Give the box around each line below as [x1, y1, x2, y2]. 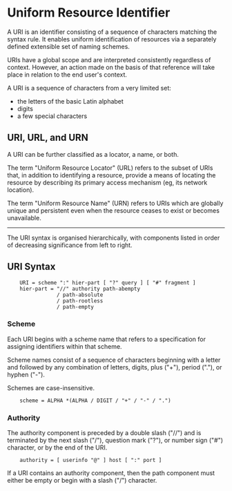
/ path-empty [56, 303, 95, 310]
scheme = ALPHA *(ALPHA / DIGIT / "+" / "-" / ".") [19, 397, 171, 404]
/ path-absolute [56, 291, 104, 298]
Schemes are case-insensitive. [7, 383, 95, 392]
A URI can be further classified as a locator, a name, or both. [7, 150, 180, 158]
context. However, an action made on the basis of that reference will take [7, 63, 215, 71]
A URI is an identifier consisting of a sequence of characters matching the [7, 28, 217, 36]
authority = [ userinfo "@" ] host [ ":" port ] [19, 457, 162, 464]
